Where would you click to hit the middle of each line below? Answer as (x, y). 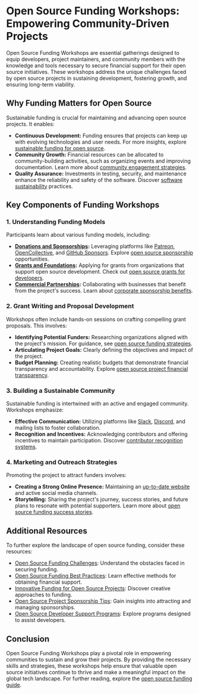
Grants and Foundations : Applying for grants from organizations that (99, 265)
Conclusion (28, 639)
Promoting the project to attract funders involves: (66, 475)
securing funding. (36, 569)
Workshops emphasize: (35, 410)
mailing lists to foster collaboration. (58, 428)
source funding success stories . (54, 512)
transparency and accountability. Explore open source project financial (101, 368)
